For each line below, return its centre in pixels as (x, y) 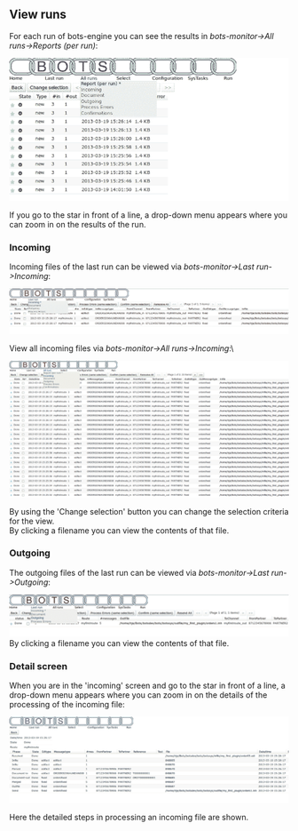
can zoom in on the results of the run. (78, 224)
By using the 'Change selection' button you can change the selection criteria (149, 511)
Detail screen (39, 666)
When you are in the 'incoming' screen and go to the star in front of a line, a (147, 685)
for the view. (32, 521)
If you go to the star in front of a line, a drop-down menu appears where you (149, 215)
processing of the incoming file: (67, 704)
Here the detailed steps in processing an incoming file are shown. (129, 817)
